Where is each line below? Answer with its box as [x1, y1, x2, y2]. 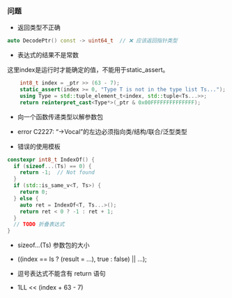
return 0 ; [20, 188, 49, 196]
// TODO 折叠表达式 [13, 221, 65, 228]
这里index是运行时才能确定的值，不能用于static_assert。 [7, 66, 169, 74]
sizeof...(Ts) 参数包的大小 [17, 241, 90, 249]
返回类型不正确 [17, 23, 61, 32]
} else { [13, 195, 39, 202]
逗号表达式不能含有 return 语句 [17, 269, 106, 278]
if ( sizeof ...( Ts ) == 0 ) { [13, 163, 92, 170]
